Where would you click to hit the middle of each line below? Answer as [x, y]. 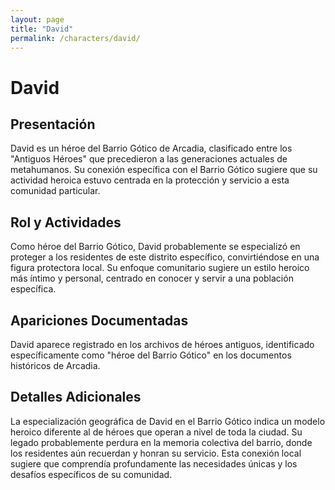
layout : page [37, 19]
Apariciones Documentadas [99, 320]
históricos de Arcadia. [55, 365]
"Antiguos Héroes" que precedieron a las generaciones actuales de [149, 159]
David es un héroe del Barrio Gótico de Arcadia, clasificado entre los [151, 148]
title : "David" [42, 29]
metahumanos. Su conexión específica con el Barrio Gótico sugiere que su [164, 170]
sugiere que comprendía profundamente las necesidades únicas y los [154, 463]
